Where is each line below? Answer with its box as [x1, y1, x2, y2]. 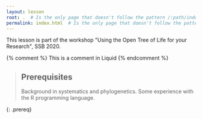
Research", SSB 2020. [6, 43, 61, 50]
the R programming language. [20, 94, 95, 102]
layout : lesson [6, 8, 44, 15]
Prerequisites [20, 72, 73, 82]
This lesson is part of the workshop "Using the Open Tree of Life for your [6, 37, 188, 44]
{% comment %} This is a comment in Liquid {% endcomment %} [6, 55, 169, 62]
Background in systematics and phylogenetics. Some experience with [20, 88, 194, 95]
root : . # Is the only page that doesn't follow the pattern [6, 14, 165, 20]
